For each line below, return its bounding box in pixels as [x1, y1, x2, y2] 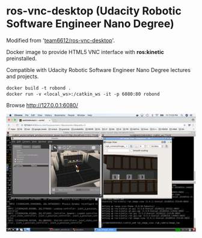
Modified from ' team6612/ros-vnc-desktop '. [6, 37, 115, 44]
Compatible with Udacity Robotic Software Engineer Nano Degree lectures [6, 66, 191, 73]
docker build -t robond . [6, 85, 71, 91]
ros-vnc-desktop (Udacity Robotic [6, 4, 182, 18]
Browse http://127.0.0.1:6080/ [6, 101, 78, 109]
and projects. [6, 73, 39, 80]
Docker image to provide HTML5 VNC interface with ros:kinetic [6, 48, 164, 55]
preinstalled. [6, 55, 37, 62]
